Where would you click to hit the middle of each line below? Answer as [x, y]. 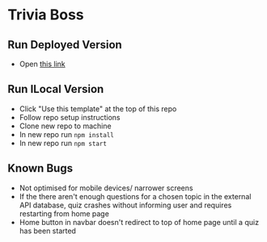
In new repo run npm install [66, 134]
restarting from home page [64, 213]
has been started [47, 231]
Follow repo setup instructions [70, 117]
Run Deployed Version [65, 45]
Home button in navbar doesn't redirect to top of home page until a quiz [139, 222]
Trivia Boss [46, 15]
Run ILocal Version [56, 89]
